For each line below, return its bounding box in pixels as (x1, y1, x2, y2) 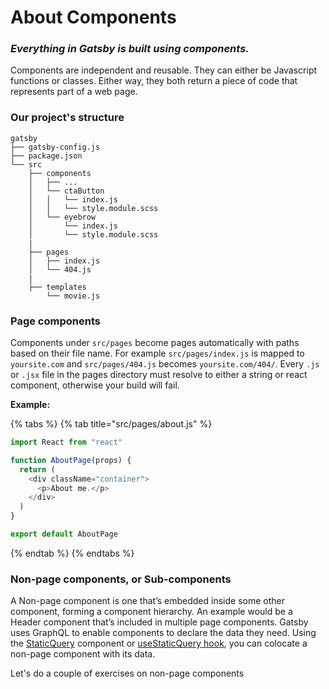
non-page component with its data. (10, 648, 156, 660)
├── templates (28, 282, 87, 292)
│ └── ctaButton (28, 186, 105, 196)
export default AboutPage (10, 529, 118, 540)
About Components (10, 6, 177, 29)
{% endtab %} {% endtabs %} (10, 547, 135, 559)
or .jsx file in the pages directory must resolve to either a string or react (10, 369, 308, 381)
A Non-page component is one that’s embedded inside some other (10, 595, 285, 607)
